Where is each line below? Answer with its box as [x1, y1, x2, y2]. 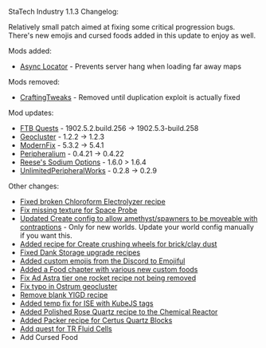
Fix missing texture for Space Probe [19, 205, 138, 215]
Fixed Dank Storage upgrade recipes [19, 247, 141, 257]
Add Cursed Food [19, 333, 78, 342]
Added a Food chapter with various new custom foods [19, 265, 198, 274]
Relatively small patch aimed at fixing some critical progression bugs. [8, 22, 236, 31]
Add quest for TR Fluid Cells [19, 324, 113, 334]
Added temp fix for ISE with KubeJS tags [19, 299, 154, 308]
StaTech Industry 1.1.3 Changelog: [8, 7, 119, 16]
